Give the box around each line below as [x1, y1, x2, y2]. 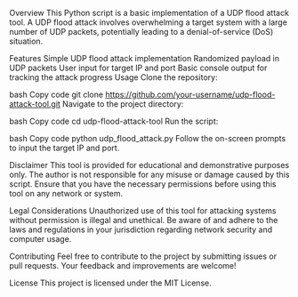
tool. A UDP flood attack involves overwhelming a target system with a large [9, 17, 287, 28]
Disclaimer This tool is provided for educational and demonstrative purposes [9, 160, 290, 170]
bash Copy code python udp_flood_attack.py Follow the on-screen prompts [9, 133, 286, 143]
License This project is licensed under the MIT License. [9, 277, 212, 288]
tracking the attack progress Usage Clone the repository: [9, 72, 218, 83]
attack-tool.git [9, 99, 60, 109]
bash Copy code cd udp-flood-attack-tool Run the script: [9, 116, 219, 126]
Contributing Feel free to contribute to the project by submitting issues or [9, 251, 278, 261]
